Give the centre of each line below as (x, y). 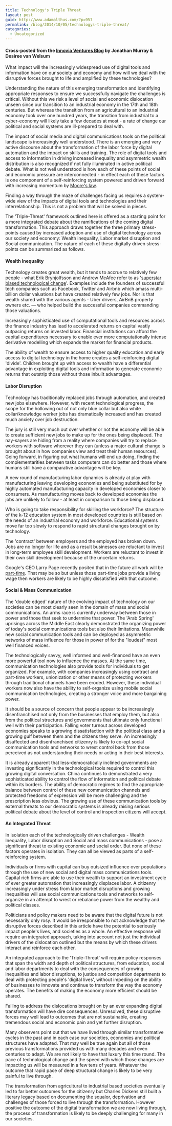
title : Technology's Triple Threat (43, 10)
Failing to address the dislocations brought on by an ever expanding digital (84, 1006)
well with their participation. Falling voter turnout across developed (76, 725)
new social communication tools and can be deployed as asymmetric (78, 634)
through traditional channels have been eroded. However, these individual (83, 682)
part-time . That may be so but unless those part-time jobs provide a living (83, 573)
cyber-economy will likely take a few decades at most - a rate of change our (86, 121)
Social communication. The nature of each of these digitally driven (76, 244)
